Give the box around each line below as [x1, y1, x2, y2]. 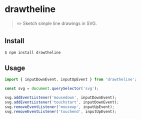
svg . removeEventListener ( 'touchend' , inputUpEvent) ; [4, 109, 117, 114]
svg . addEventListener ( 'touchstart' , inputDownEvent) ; [4, 100, 119, 105]
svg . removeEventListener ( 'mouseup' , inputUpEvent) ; [4, 104, 114, 109]
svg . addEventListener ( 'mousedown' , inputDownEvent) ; [4, 95, 117, 100]
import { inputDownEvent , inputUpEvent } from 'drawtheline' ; [4, 77, 137, 82]
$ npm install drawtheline [4, 50, 61, 55]
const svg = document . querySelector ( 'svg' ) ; [4, 86, 99, 91]
